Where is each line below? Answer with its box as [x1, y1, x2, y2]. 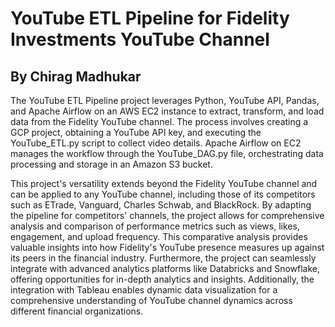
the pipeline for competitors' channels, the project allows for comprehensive [10, 210, 325, 221]
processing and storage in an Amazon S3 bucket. [10, 158, 213, 170]
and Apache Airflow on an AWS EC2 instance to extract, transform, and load [10, 105, 325, 117]
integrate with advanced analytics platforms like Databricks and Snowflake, [10, 263, 321, 274]
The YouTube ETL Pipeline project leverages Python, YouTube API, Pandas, [10, 95, 320, 106]
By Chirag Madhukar [10, 68, 142, 85]
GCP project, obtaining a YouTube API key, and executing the [10, 127, 262, 138]
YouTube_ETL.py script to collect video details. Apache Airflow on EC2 [10, 137, 302, 149]
